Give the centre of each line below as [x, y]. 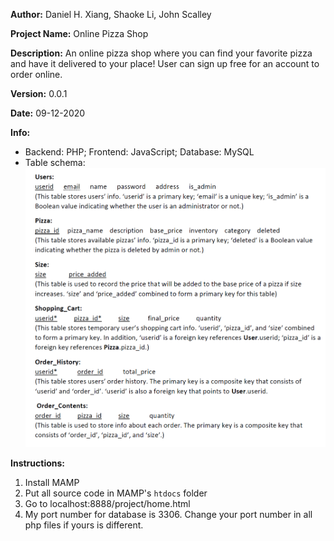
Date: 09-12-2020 [48, 113]
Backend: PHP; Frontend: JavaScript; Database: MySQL [139, 152]
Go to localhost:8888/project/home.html [107, 503]
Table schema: [55, 162]
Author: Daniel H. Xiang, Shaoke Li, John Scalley [111, 14]
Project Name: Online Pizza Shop [79, 33]
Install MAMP [52, 482]
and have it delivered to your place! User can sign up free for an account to [165, 63]
